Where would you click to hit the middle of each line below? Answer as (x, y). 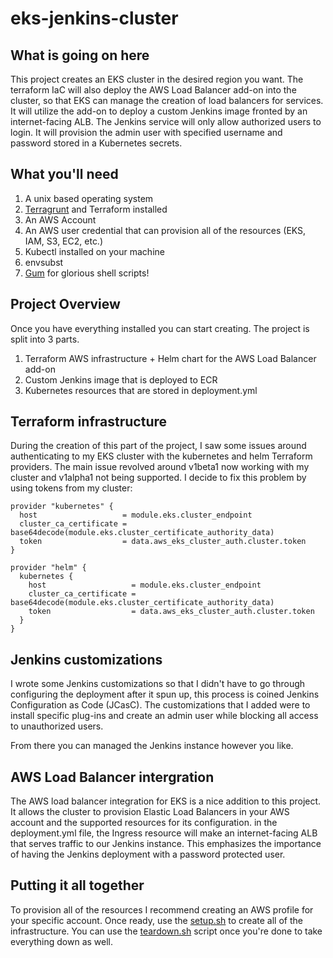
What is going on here (80, 55)
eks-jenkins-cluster (94, 18)
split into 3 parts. (45, 339)
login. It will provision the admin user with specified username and (146, 132)
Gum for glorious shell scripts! (87, 273)
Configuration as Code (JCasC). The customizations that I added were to (160, 705)
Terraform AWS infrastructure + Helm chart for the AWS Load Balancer (170, 358)
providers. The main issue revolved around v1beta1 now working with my (160, 467)
